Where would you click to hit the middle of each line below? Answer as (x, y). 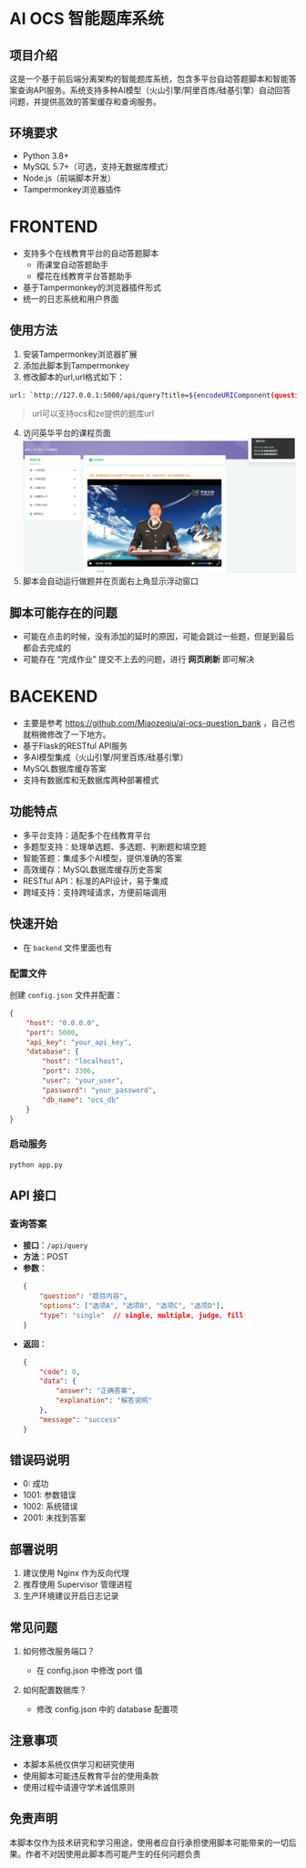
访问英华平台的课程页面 (66, 433)
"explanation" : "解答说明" (104, 1401)
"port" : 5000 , (52, 1033)
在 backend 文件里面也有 (67, 947)
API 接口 (33, 1195)
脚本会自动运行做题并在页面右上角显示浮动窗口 (110, 581)
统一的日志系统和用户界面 (71, 298)
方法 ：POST (46, 1257)
